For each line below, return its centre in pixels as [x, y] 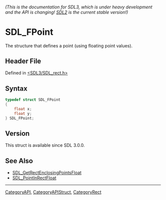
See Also [19, 161]
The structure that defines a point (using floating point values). [69, 46]
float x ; [23, 109]
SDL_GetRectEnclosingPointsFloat [47, 173]
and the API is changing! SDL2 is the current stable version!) [67, 12]
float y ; [23, 113]
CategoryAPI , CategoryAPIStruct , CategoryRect [53, 192]
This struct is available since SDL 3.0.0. [45, 145]
